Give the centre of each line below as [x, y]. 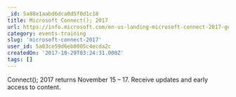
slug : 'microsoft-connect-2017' [54, 40]
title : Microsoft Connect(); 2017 [58, 20]
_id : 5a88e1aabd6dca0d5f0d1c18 [53, 14]
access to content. [34, 87]
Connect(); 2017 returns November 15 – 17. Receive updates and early [108, 79]
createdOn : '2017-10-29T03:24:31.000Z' [66, 53]
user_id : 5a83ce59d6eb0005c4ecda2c [59, 46]
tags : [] [20, 60]
